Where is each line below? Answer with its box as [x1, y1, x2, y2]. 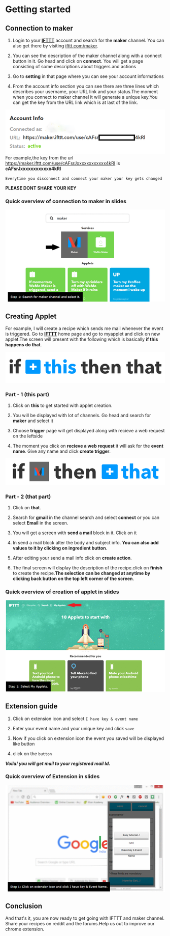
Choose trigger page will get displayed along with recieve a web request [12, 427, 165, 433]
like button [12, 740, 35, 747]
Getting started [5, 4, 71, 15]
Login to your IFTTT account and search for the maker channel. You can [12, 37, 164, 43]
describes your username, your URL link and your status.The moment [12, 89, 158, 95]
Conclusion [5, 901, 43, 910]
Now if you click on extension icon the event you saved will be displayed [12, 735, 164, 741]
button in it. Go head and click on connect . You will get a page [12, 58, 144, 64]
